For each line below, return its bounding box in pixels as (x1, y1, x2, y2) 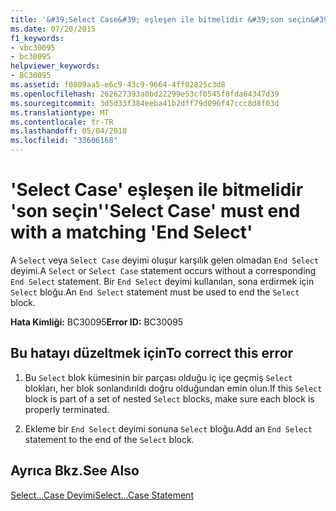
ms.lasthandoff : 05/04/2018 (10, 126, 128, 136)
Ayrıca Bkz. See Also (10, 462, 140, 480)
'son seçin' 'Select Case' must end (10, 200, 301, 223)
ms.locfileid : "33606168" (10, 136, 118, 146)
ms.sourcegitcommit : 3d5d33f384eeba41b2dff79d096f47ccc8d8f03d (10, 98, 280, 108)
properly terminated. (24, 403, 110, 415)
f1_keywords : (10, 33, 65, 43)
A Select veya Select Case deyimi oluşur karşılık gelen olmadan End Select (10, 254, 320, 266)
